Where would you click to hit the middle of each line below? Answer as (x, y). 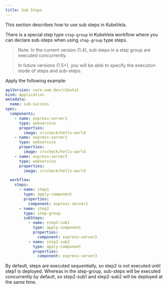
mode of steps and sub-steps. (50, 71)
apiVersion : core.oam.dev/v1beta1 (42, 90)
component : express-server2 (67, 237)
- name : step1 (34, 190)
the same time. (21, 282)
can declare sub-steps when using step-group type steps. (66, 40)
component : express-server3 (67, 256)
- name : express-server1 (41, 118)
